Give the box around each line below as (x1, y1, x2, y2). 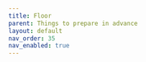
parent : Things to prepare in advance (8, 19, 138, 27)
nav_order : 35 (8, 34, 56, 43)
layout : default (8, 27, 63, 35)
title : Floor (8, 11, 52, 20)
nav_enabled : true (8, 42, 70, 50)
